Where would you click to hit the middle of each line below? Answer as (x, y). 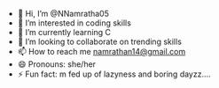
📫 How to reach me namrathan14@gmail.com (102, 51)
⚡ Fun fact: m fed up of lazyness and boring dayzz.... (114, 74)
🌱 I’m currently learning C (64, 32)
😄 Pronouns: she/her (56, 64)
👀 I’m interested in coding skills (74, 23)
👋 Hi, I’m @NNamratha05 (63, 14)
